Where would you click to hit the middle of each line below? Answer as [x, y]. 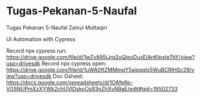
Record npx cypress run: [37, 50]
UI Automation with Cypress [41, 39]
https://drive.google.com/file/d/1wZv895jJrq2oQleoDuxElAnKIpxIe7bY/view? [100, 57]
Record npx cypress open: [74, 63]
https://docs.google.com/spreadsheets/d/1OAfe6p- [70, 82]
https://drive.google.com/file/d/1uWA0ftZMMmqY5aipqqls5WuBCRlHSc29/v [100, 69]
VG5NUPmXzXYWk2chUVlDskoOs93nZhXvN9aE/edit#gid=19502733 [92, 88]
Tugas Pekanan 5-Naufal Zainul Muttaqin [57, 27]
